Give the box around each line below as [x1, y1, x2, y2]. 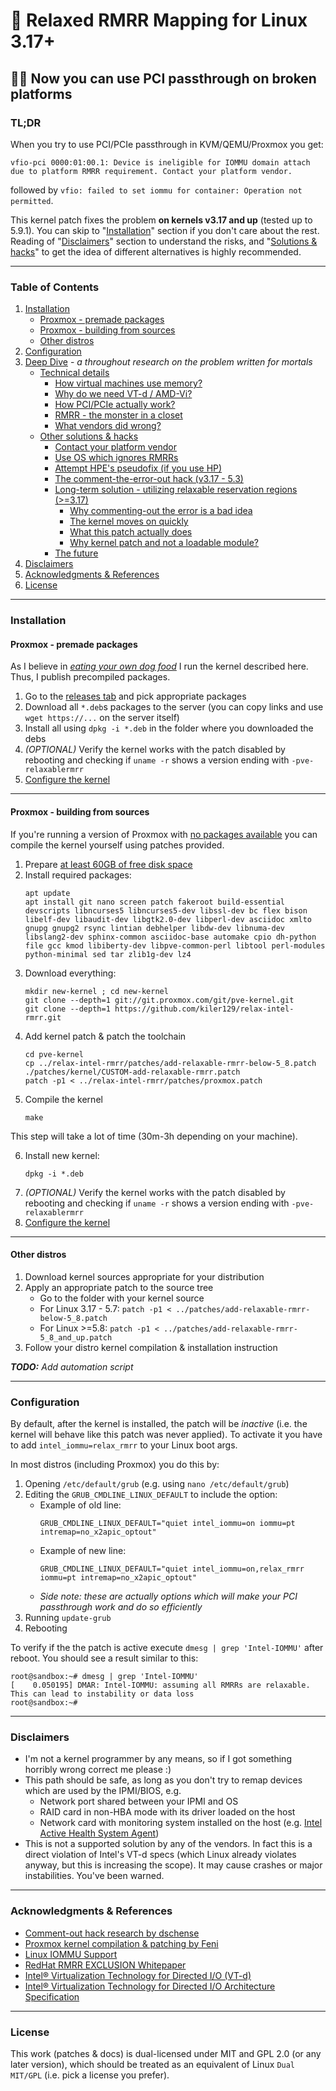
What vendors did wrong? [54, 420, 162, 432]
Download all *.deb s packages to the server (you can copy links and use [24, 701, 324, 713]
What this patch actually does [69, 526, 193, 538]
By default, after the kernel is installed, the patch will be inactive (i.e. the [10, 1418, 308, 1429]
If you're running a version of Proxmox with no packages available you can [10, 828, 318, 840]
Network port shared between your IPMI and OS [39, 1795, 239, 1808]
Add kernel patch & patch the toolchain [24, 1030, 187, 1042]
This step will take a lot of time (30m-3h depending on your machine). [10, 1130, 298, 1142]
